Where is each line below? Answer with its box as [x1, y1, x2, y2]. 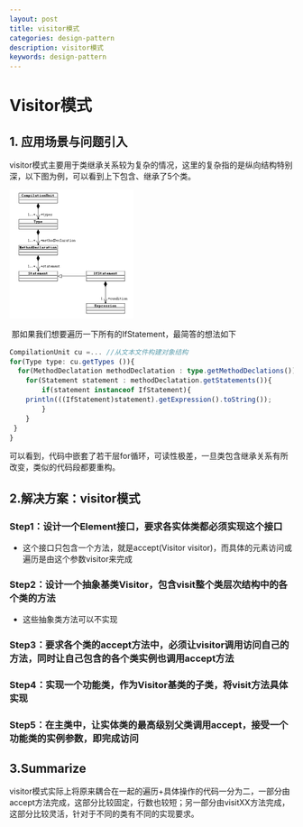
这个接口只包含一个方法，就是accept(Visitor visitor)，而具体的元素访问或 [22, 542, 293, 554]
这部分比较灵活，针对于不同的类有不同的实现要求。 [9, 808, 199, 819]
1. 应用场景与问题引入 [9, 133, 128, 149]
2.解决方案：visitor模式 [9, 491, 141, 506]
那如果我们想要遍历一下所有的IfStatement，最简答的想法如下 [11, 328, 237, 339]
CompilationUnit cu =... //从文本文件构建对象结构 [9, 347, 188, 356]
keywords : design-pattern [9, 52, 106, 62]
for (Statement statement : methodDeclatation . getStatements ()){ [25, 376, 272, 385]
